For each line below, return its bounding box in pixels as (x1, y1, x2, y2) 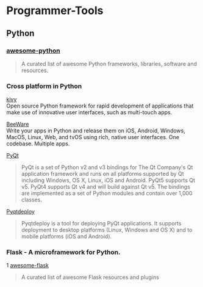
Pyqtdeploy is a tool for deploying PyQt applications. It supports (21, 220, 182, 227)
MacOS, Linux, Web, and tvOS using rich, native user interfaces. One (6, 134, 180, 141)
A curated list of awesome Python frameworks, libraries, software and (21, 60, 197, 67)
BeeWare (6, 120, 29, 128)
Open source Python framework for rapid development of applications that (6, 102, 194, 110)
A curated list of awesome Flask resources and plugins (21, 274, 160, 281)
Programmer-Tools (6, 4, 104, 18)
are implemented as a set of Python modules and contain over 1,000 (21, 190, 193, 197)
